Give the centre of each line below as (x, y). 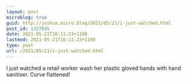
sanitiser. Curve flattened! (38, 74)
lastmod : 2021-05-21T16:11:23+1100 (51, 40)
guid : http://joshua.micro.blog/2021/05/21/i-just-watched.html (89, 23)
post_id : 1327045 (28, 29)
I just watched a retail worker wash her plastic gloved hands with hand (94, 68)
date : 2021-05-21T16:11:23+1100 (47, 34)
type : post (20, 46)
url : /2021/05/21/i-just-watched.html (55, 51)
